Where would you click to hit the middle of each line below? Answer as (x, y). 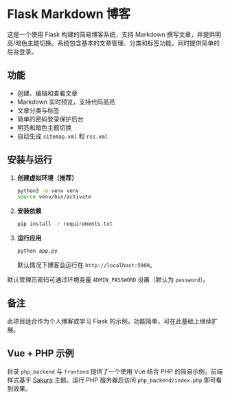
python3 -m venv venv (48, 191)
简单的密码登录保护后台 (50, 119)
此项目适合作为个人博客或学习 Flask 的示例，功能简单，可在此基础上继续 (110, 321)
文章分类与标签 (38, 110)
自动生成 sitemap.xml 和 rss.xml (62, 136)
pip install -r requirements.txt (65, 224)
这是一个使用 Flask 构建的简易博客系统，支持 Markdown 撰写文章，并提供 (111, 34)
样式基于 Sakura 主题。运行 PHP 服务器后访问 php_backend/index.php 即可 (112, 380)
